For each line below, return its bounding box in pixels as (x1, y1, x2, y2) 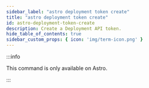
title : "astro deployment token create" (6, 14, 109, 20)
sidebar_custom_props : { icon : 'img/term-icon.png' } (6, 37, 144, 43)
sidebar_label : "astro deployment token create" (6, 8, 130, 15)
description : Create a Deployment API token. (6, 25, 121, 32)
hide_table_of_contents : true (6, 31, 82, 37)
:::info (6, 53, 20, 60)
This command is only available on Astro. (6, 65, 108, 72)
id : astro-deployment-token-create (6, 20, 95, 26)
